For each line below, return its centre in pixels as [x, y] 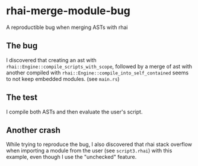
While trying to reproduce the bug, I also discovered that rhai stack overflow [99, 144]
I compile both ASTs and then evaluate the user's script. [74, 112]
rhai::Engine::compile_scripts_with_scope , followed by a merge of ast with [99, 66]
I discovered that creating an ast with [51, 60]
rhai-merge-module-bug [68, 11]
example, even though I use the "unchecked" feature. [71, 157]
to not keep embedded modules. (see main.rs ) [63, 79]
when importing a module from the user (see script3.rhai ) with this [89, 151]
